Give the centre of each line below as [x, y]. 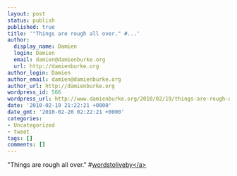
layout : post [26, 14]
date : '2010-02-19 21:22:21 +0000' [60, 106]
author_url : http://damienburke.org [61, 86]
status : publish [31, 20]
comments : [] [26, 145]
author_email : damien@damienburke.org [64, 79]
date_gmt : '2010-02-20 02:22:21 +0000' [66, 112]
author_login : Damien [39, 73]
